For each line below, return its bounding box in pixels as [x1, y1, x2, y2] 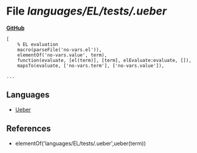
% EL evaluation [17, 41, 59, 47]
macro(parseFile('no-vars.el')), [17, 47, 102, 53]
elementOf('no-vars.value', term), [17, 52, 108, 58]
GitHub [6, 24, 25, 32]
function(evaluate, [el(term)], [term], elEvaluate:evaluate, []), [17, 57, 192, 63]
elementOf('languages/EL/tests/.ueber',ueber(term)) [15, 140, 146, 147]
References [6, 123, 51, 134]
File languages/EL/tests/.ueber [6, 4, 167, 18]
